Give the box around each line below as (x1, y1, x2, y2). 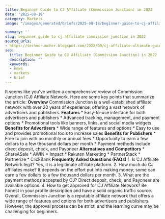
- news (9, 66, 23, 71)
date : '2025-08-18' (5, 12, 45, 17)
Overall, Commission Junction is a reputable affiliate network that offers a (5, 193, 154, 198)
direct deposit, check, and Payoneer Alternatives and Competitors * (5, 146, 145, 152)
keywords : (9, 62, 29, 67)
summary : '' (5, 30, 29, 35)
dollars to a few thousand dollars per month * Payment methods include (5, 141, 151, 146)
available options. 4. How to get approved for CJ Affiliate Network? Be (5, 182, 147, 188)
